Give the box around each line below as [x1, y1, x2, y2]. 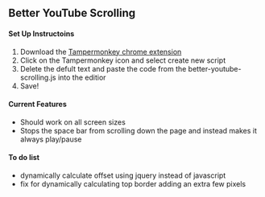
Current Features [8, 100, 67, 109]
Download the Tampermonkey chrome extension [19, 47, 182, 56]
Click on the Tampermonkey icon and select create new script [19, 55, 226, 65]
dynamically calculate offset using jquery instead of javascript [19, 170, 226, 180]
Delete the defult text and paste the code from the [19, 64, 187, 73]
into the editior [57, 72, 106, 82]
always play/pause [19, 134, 82, 144]
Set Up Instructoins [8, 28, 75, 39]
